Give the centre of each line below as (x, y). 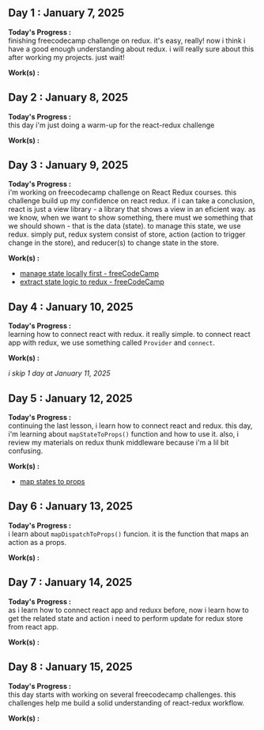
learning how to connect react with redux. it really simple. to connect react (129, 335)
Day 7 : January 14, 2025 (70, 582)
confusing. (26, 451)
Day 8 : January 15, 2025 (70, 667)
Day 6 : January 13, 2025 (70, 507)
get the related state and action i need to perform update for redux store (126, 618)
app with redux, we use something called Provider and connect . (112, 342)
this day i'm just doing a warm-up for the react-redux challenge (111, 125)
